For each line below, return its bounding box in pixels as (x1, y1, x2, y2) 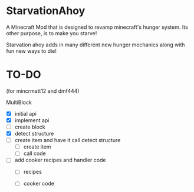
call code (23, 150, 46, 157)
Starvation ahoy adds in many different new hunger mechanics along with (6, 41, 185, 48)
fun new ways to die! (6, 47, 57, 54)
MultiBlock (6, 99, 32, 106)
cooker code (23, 180, 55, 187)
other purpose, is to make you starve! (6, 29, 97, 36)
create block (14, 123, 45, 130)
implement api (14, 116, 50, 124)
